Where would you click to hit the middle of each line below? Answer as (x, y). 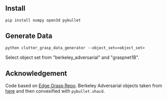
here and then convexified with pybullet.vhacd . (55, 91)
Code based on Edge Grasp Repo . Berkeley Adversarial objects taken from (84, 86)
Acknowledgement (36, 74)
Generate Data (29, 36)
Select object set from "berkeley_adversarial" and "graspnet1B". (72, 57)
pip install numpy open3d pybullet (43, 20)
